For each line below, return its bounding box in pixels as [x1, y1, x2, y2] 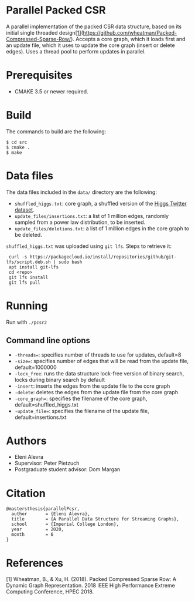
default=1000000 [14, 364, 57, 371]
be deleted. [14, 231, 42, 238]
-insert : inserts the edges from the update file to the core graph [14, 382, 170, 390]
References [6, 556, 63, 570]
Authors [6, 434, 47, 447]
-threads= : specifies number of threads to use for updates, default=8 [14, 351, 182, 358]
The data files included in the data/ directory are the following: [6, 189, 157, 196]
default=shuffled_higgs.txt [14, 401, 79, 408]
